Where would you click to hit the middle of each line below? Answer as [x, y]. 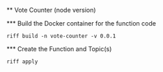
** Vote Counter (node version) [51, 10]
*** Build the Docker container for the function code [81, 23]
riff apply [22, 62]
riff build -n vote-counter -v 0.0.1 [61, 36]
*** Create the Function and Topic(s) [59, 49]
